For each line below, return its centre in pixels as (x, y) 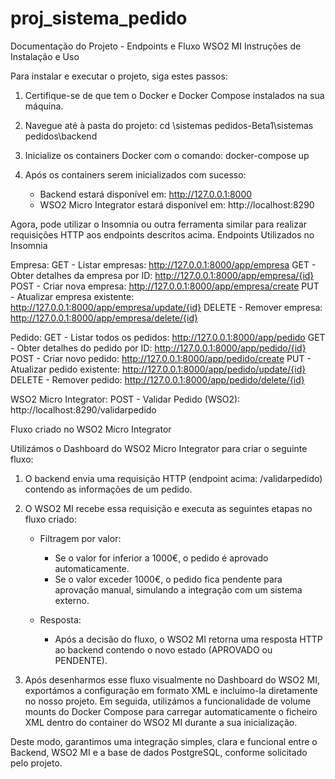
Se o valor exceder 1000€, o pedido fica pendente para (168, 579)
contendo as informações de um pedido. (108, 489)
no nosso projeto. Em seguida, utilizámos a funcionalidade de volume (168, 701)
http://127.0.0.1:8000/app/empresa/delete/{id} (104, 318)
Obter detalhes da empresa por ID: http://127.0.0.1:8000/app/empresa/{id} (162, 275)
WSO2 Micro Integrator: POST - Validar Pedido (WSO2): (125, 399)
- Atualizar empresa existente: (72, 296)
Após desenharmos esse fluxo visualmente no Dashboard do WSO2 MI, (172, 679)
